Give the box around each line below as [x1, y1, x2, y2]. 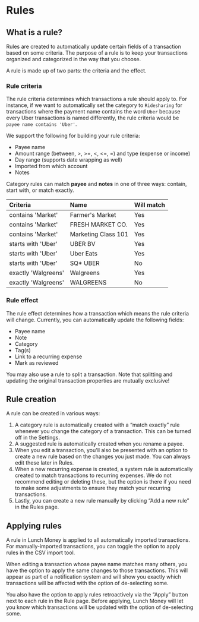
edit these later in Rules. [14, 459, 74, 466]
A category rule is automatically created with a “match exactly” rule [14, 421, 180, 428]
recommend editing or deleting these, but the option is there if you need [14, 478, 191, 485]
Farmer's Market [70, 211, 116, 219]
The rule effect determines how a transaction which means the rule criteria [6, 310, 189, 317]
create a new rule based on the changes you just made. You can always [14, 453, 191, 460]
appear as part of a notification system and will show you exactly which [6, 573, 181, 580]
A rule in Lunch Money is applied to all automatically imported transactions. [6, 536, 190, 544]
